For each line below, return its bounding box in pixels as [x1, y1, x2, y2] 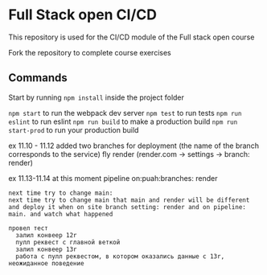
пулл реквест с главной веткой [15, 238, 121, 246]
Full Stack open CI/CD [8, 6, 157, 24]
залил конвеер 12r [15, 231, 78, 239]
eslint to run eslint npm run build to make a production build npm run [8, 117, 238, 126]
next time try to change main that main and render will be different [8, 195, 250, 204]
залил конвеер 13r [15, 245, 78, 253]
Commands [8, 71, 68, 85]
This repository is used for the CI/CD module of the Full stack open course [8, 32, 255, 42]
